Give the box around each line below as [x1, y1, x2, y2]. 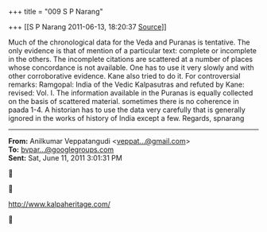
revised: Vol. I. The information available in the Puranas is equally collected [8, 88, 253, 98]
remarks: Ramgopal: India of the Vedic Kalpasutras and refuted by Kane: [8, 79, 245, 89]
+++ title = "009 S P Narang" [8, 7, 103, 16]
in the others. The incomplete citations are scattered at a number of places [8, 55, 253, 64]
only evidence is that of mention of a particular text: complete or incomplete [8, 46, 257, 55]
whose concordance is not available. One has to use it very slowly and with [8, 63, 254, 72]
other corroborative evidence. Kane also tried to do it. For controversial [8, 72, 241, 80]
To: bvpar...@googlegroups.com [8, 145, 114, 154]
